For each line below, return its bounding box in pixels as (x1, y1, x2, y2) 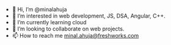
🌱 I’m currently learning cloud (12, 19, 87, 26)
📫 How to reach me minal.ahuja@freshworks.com (12, 32, 139, 39)
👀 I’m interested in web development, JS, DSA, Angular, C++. (12, 12, 166, 19)
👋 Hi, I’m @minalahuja (12, 6, 67, 13)
